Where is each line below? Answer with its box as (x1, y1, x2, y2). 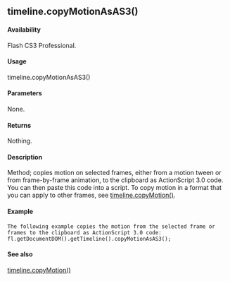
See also (7, 250, 33, 258)
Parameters (7, 89, 42, 97)
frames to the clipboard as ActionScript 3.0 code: (7, 229, 162, 236)
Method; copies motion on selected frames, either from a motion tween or (7, 169, 222, 177)
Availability (7, 25, 41, 34)
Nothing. (7, 137, 33, 145)
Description (7, 153, 43, 161)
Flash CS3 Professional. (7, 41, 77, 49)
